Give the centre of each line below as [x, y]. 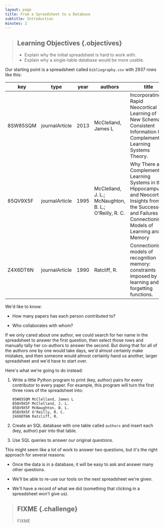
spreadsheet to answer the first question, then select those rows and [74, 340]
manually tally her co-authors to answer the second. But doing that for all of [81, 345]
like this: [13, 75]
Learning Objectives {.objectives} [70, 43]
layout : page [18, 10]
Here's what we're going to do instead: [44, 370]
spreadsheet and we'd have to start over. [46, 361]
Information [143, 132]
